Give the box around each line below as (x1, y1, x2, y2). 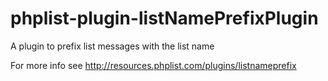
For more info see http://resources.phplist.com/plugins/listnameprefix (10, 59, 297, 71)
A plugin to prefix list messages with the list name (10, 40, 215, 52)
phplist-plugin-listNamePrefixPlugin (10, 7, 319, 30)
